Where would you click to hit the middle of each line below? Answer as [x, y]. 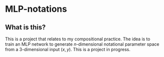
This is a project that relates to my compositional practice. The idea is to [78, 39]
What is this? [25, 27]
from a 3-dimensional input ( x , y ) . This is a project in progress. [68, 49]
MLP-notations [36, 9]
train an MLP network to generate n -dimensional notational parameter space [82, 44]
